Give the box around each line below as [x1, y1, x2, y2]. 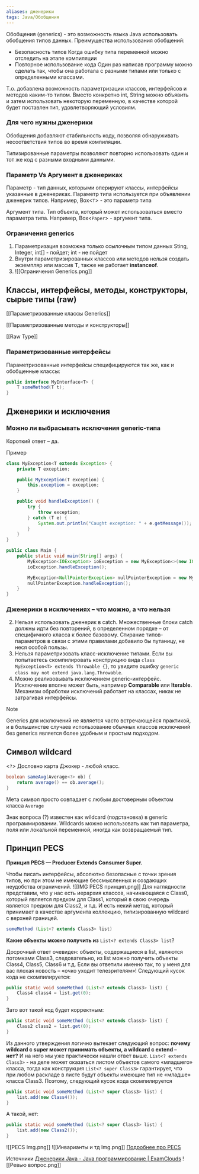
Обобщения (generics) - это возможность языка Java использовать [6, 30, 178, 37]
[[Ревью [6, 1162, 27, 1169]
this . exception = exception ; [27, 482, 99, 488]
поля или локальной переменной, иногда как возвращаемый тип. [6, 826, 173, 833]
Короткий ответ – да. [6, 438, 59, 445]
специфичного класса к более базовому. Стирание [14, 631, 145, 638]
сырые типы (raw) [6, 294, 77, 304]
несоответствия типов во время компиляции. [6, 138, 122, 145]
